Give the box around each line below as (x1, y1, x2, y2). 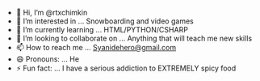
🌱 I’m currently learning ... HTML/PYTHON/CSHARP (15, 25, 188, 34)
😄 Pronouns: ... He (15, 54, 79, 64)
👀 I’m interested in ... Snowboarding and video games (15, 16, 194, 26)
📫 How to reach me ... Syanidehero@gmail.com (15, 43, 176, 52)
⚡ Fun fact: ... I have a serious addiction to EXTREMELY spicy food (15, 63, 237, 73)
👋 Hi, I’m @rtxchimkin (15, 8, 88, 17)
